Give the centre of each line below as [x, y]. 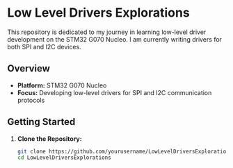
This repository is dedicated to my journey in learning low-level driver [107, 32]
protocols [31, 100]
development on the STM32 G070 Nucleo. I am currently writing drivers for [115, 39]
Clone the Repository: [49, 138]
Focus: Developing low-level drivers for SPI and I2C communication [114, 92]
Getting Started [41, 122]
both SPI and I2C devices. [44, 47]
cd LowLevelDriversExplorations [64, 158]
